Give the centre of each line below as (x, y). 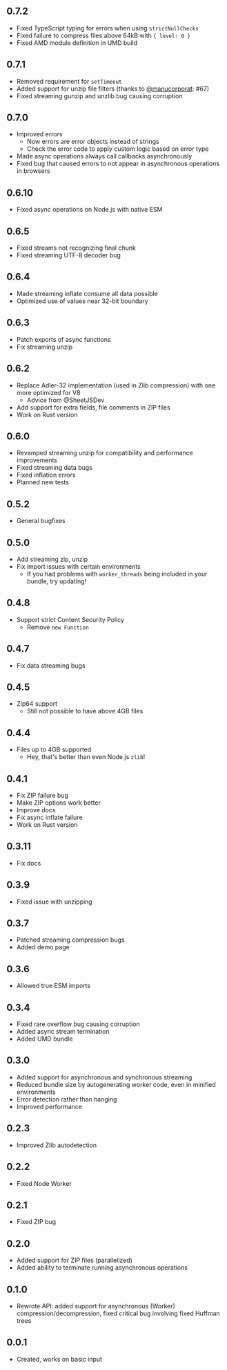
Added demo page (43, 947)
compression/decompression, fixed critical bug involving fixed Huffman (118, 1313)
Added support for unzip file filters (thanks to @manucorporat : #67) (113, 89)
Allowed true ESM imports (53, 986)
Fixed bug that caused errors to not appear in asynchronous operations (118, 164)
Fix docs (29, 863)
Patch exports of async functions (63, 339)
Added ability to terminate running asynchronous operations (102, 1268)
